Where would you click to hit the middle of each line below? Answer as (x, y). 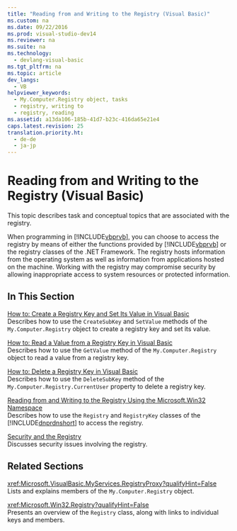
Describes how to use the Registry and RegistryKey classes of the (104, 415)
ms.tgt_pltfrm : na (34, 67)
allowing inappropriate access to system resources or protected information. (119, 274)
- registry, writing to (48, 106)
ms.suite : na (27, 47)
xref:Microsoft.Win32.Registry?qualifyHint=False (78, 505)
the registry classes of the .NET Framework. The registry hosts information (116, 252)
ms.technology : (30, 54)
